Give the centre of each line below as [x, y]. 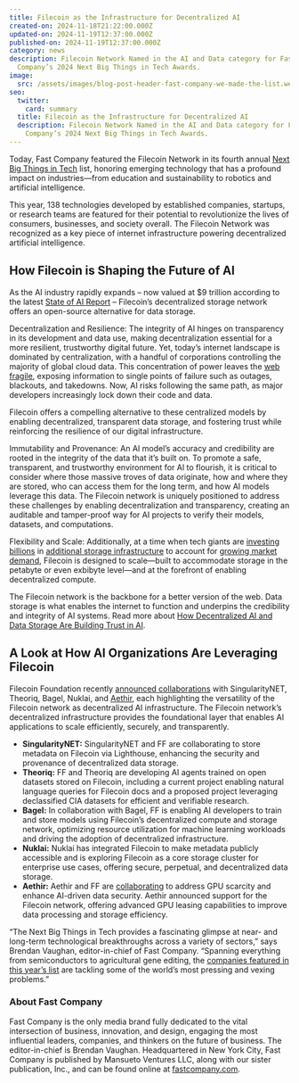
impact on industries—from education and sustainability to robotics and [140, 178]
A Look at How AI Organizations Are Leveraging [144, 653]
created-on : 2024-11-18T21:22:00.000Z [81, 26]
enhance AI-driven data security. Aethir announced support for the [145, 895]
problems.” [29, 979]
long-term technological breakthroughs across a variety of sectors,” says [143, 941]
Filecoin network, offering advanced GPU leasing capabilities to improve [154, 905]
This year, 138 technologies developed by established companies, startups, [147, 204]
